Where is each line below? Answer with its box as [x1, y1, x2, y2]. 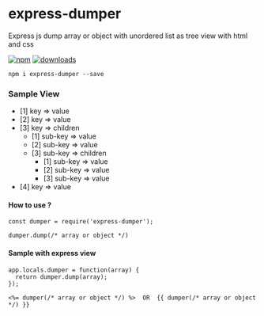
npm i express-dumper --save [8, 70, 104, 78]
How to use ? [8, 200, 52, 210]
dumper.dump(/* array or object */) [8, 231, 129, 240]
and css [8, 39, 34, 48]
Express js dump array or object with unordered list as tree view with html [8, 31, 248, 40]
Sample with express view [8, 249, 96, 258]
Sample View [8, 88, 60, 99]
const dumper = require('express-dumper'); [8, 218, 154, 226]
